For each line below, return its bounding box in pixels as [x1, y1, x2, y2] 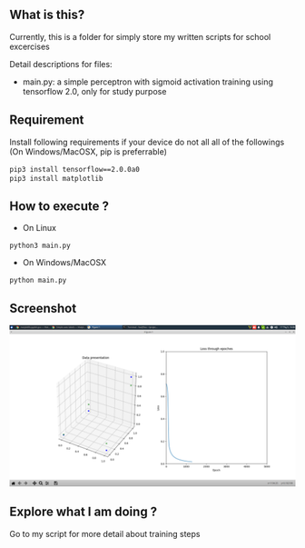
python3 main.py [9, 241, 71, 251]
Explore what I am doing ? [9, 504, 158, 520]
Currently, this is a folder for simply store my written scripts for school [9, 31, 271, 42]
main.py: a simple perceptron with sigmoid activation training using [22, 76, 274, 87]
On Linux [22, 223, 57, 234]
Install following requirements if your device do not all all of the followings [9, 136, 285, 147]
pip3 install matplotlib [9, 174, 103, 183]
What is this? [9, 7, 85, 23]
